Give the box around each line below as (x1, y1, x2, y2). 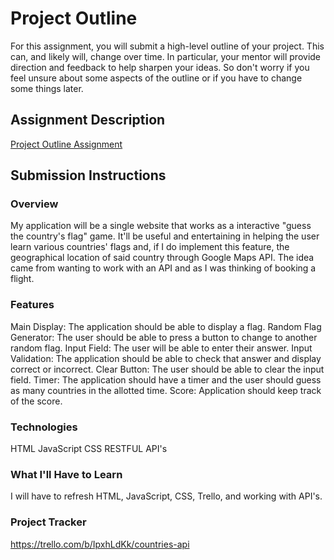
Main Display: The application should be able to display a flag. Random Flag (10, 320, 322, 332)
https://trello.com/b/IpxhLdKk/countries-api (10, 538, 190, 550)
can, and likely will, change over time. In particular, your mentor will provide (10, 50, 322, 62)
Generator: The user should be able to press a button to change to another (10, 331, 318, 343)
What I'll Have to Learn (10, 467, 123, 481)
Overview (10, 197, 59, 211)
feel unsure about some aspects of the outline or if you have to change (10, 72, 303, 84)
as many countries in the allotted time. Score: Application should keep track (10, 384, 322, 396)
